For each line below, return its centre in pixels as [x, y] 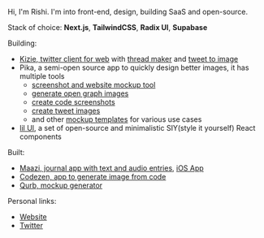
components [40, 136]
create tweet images [66, 110]
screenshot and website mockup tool [93, 85]
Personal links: [32, 201]
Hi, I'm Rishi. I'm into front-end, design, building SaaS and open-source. [128, 12]
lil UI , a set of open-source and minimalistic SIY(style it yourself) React [137, 128]
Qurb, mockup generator [61, 185]
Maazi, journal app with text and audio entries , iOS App [111, 168]
